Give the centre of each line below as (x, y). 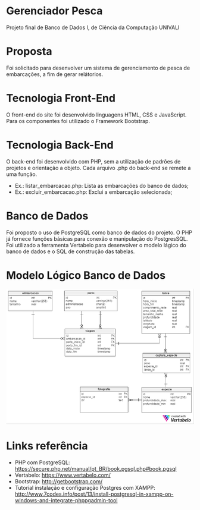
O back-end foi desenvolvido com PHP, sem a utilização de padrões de (93, 161)
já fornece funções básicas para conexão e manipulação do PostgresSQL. (97, 238)
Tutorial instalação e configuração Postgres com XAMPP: (85, 487)
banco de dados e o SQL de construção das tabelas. (71, 251)
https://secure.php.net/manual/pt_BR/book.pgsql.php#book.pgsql (96, 468)
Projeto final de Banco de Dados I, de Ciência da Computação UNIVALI (93, 27)
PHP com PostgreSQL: (42, 462)
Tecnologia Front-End (61, 98)
